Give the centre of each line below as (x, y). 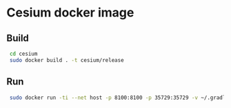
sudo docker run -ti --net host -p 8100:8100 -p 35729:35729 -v (103, 98)
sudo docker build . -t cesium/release (67, 60)
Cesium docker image (70, 13)
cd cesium (23, 54)
